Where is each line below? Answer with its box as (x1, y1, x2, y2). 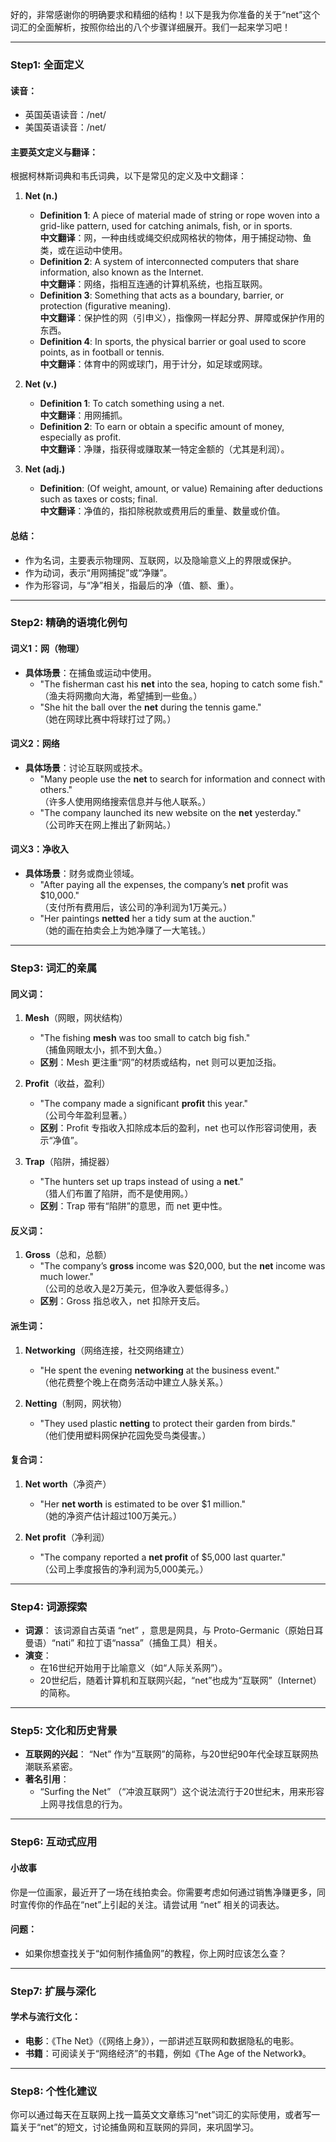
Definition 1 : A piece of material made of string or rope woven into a (39, 209, 320, 222)
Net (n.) (24, 190, 58, 202)
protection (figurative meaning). (39, 300, 172, 312)
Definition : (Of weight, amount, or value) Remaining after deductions (39, 483, 323, 495)
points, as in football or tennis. (39, 346, 165, 358)
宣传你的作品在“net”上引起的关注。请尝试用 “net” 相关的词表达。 (18, 1898, 285, 1910)
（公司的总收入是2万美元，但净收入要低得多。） (39, 1283, 235, 1295)
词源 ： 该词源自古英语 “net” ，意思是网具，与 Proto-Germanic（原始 (24, 1624, 307, 1637)
